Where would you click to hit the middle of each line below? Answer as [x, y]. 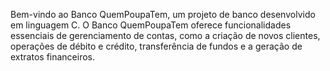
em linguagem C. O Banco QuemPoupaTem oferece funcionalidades [151, 25]
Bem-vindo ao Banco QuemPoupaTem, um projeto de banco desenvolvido [163, 14]
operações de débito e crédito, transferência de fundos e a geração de [156, 46]
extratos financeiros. [53, 57]
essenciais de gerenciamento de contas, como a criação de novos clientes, [165, 35]
